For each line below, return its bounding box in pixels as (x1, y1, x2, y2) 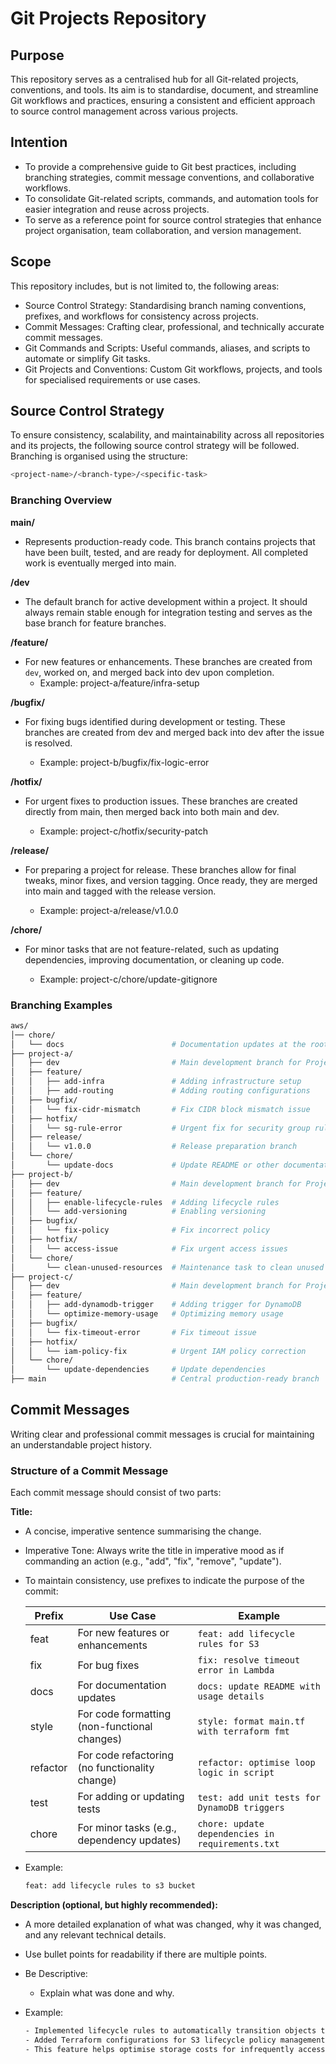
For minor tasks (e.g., (77, 1821, 177, 1835)
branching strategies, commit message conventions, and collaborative (24, 171, 315, 183)
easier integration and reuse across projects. (24, 203, 210, 215)
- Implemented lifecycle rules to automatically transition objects (24, 2026, 317, 2036)
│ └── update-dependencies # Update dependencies (10, 1365, 267, 1375)
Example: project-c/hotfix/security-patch (39, 825, 208, 837)
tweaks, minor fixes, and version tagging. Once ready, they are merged (24, 874, 318, 886)
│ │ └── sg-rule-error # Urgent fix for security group (10, 1123, 311, 1133)
